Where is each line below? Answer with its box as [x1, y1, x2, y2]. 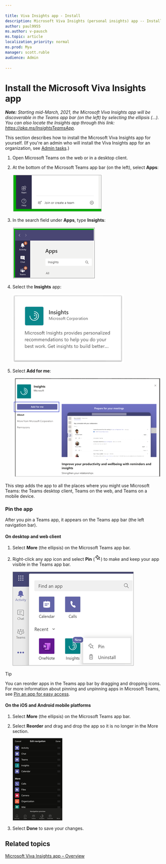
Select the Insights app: [12, 284, 62, 290]
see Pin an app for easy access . [5, 691, 70, 697]
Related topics [5, 840, 50, 848]
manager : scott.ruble [5, 50, 50, 55]
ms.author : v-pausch [5, 29, 48, 34]
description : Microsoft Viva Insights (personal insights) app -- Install [5, 18, 163, 23]
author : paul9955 [5, 24, 41, 29]
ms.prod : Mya [5, 45, 32, 50]
